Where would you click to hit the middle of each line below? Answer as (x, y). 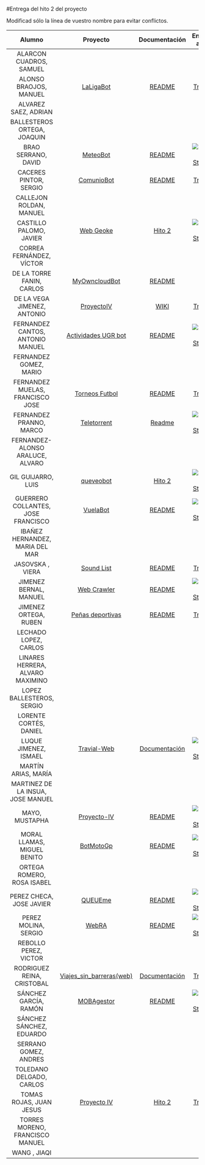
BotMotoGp (96, 846)
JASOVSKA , (32, 564)
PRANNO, (32, 423)
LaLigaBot (96, 87)
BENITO (32, 857)
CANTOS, (32, 332)
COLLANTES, (32, 506)
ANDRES (32, 1059)
